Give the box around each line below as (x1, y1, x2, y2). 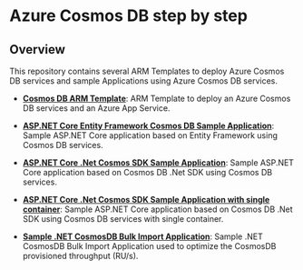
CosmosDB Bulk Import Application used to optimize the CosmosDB (22, 241, 277, 251)
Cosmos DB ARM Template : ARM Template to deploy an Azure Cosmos (22, 93, 291, 104)
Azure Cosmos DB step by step (9, 5, 248, 26)
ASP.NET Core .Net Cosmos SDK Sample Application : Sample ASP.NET (22, 157, 295, 168)
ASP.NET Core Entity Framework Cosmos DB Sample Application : (22, 120, 275, 131)
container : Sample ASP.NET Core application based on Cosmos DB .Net (22, 204, 293, 215)
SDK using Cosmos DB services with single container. (22, 214, 224, 224)
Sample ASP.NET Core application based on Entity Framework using (22, 130, 279, 141)
